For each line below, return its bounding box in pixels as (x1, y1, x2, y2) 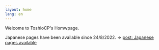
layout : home (5, 7, 32, 12)
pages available (5, 39, 37, 45)
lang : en (5, 12, 23, 17)
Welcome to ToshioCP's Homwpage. (5, 25, 79, 31)
